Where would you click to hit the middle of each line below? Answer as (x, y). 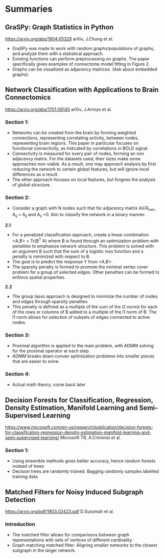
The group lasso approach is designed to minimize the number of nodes (85, 296)
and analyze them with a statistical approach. (58, 53)
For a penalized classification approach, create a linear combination (81, 235)
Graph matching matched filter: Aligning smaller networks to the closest (85, 545)
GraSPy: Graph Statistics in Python (59, 27)
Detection (20, 499)
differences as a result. (35, 175)
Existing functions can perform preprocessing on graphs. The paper (81, 59)
